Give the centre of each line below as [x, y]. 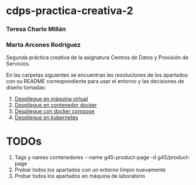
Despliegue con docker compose [54, 111]
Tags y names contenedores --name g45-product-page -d [85, 157]
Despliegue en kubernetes [46, 118]
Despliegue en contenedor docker [56, 105]
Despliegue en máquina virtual [51, 99]
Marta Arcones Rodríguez [43, 45]
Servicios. [18, 64]
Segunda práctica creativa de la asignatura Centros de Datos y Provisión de [97, 57]
